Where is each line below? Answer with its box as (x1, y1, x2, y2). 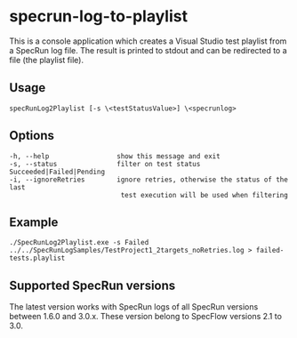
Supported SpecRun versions (9, 278, 176, 293)
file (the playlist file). (9, 54, 84, 65)
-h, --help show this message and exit (9, 151, 221, 161)
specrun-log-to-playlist (9, 6, 189, 27)
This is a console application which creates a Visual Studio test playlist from (9, 36, 287, 46)
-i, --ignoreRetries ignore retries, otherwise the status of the (9, 175, 289, 184)
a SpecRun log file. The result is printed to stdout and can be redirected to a (9, 44, 287, 55)
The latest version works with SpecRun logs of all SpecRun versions (9, 302, 259, 312)
